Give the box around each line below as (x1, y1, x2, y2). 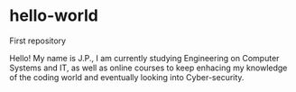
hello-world (9, 5, 99, 26)
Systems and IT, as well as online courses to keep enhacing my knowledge (9, 62, 288, 73)
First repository (9, 35, 66, 46)
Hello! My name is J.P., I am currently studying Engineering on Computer (9, 52, 280, 63)
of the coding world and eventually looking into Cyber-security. (9, 71, 245, 82)
